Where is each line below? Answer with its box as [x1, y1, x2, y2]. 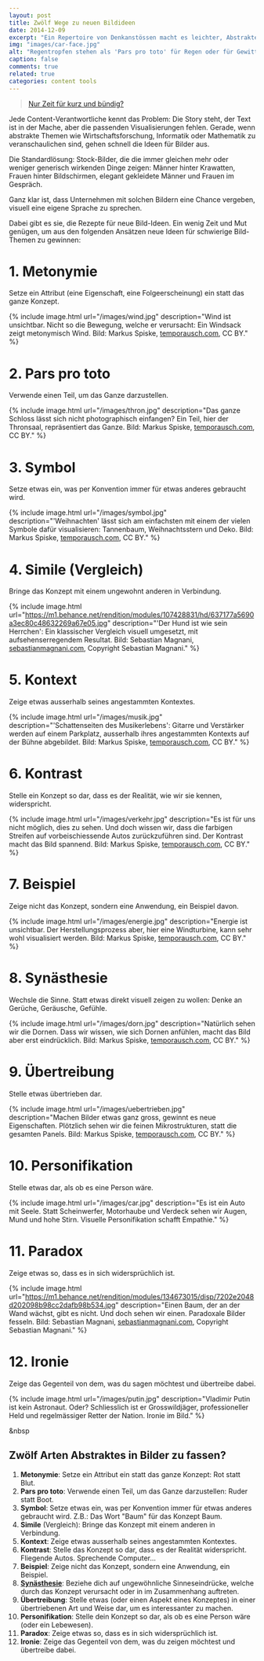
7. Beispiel [9, 876, 76, 893]
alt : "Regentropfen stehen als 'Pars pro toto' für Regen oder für [9, 48, 234, 56]
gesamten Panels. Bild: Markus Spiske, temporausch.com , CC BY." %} [9, 1129, 236, 1138]
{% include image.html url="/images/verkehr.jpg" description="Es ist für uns [9, 814, 256, 824]
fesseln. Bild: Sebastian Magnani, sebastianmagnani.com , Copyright [9, 1317, 229, 1326]
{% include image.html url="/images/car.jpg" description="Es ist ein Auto [9, 1198, 246, 1207]
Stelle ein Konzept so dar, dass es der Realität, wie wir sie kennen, [9, 791, 222, 800]
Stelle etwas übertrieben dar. [9, 1089, 103, 1098]
